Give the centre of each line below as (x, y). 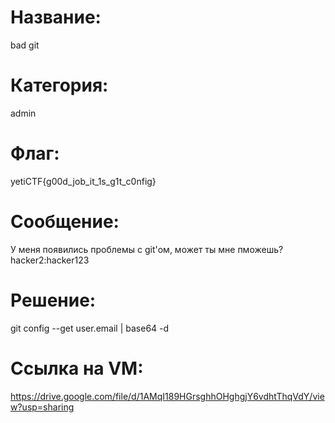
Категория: (59, 85)
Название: (56, 17)
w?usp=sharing (42, 407)
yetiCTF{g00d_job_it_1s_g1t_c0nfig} (83, 181)
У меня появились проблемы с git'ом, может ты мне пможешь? (147, 249)
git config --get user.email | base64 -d (90, 328)
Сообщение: (65, 222)
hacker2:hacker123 (50, 260)
